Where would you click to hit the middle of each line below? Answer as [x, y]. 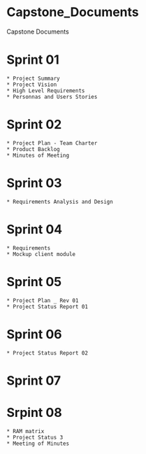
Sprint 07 [34, 380]
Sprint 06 [34, 334]
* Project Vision [32, 85]
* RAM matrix [25, 431]
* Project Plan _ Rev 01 [43, 300]
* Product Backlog [33, 149]
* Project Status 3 [35, 437]
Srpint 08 [34, 412]
